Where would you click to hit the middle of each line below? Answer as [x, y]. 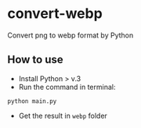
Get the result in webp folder [63, 116]
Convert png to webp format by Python [70, 35]
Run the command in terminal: [67, 87]
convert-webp [55, 14]
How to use [35, 60]
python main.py [32, 101]
